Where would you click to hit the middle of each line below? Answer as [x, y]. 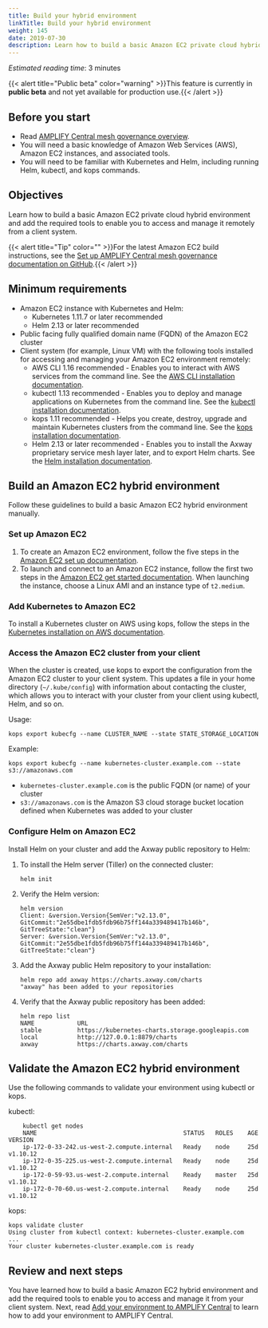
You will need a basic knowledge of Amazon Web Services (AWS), [128, 144]
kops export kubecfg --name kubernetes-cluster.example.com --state [124, 764]
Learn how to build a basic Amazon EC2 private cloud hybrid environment [130, 214]
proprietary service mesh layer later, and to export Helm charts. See [143, 453]
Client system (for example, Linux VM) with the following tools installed [136, 350]
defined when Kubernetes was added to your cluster [106, 811]
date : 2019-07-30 [37, 38]
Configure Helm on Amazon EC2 [72, 832]
